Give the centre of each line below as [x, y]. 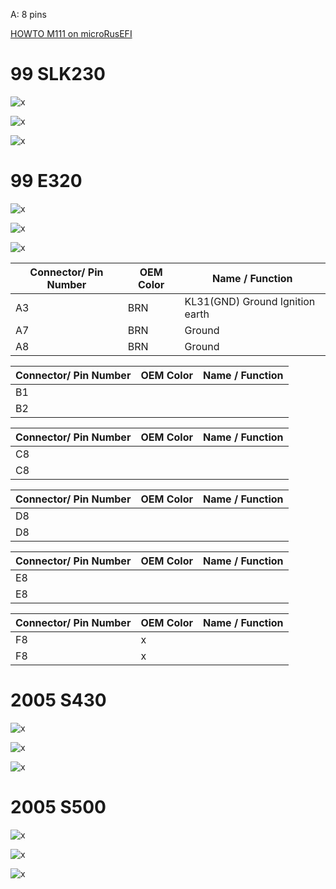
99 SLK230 [58, 74]
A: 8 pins [28, 14]
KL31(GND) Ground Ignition [250, 301]
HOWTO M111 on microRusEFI [71, 33]
